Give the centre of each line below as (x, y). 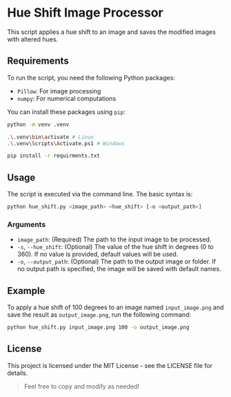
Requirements (38, 61)
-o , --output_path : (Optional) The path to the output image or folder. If (117, 261)
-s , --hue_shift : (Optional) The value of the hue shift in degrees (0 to (115, 247)
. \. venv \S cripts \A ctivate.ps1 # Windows (66, 143)
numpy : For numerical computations (67, 98)
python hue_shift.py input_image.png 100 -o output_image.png (98, 327)
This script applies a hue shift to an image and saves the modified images (111, 32)
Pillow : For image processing (59, 91)
